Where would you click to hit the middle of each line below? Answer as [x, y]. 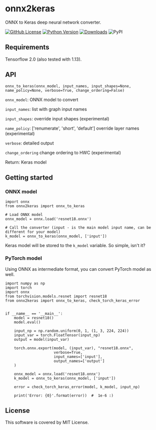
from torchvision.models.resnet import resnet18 [56, 296]
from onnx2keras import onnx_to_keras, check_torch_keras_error [73, 301]
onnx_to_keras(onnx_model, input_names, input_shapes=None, [68, 86]
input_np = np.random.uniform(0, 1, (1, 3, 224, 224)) [72, 331]
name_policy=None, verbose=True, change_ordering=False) [65, 90]
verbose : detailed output [30, 143]
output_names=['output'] [79, 361]
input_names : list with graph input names [46, 109]
